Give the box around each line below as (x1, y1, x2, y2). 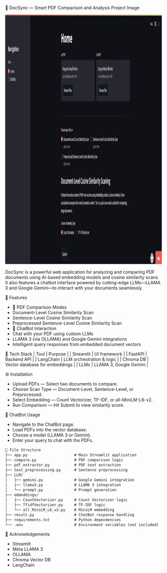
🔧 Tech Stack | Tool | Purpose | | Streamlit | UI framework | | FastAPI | (5, 351, 148, 357)
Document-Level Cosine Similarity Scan (12, 310, 94, 315)
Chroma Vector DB (12, 557, 51, 563)
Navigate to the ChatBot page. (12, 421, 75, 427)
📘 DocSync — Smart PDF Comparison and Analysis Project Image (5, 5, 140, 10)
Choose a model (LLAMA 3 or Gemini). (12, 432, 92, 438)
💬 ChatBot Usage (5, 412, 41, 417)
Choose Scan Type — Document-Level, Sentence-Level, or (12, 386, 134, 392)
